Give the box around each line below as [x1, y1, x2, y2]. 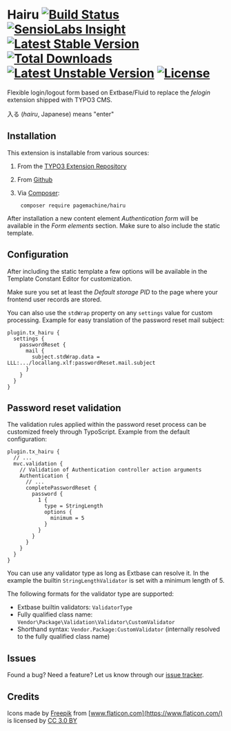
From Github [17, 175, 53, 183]
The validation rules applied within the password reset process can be [7, 421, 207, 429]
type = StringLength [43, 503, 103, 510]
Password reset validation [7, 402, 121, 414]
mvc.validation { [13, 461, 63, 468]
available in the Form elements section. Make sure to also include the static [7, 221, 221, 230]
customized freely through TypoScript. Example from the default [7, 428, 190, 436]
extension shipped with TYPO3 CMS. [7, 95, 112, 103]
